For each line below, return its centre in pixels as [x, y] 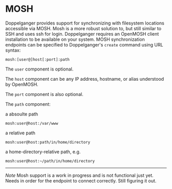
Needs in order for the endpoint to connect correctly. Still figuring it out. [81, 181]
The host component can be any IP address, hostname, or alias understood [85, 79]
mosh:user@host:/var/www [32, 123]
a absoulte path [22, 114]
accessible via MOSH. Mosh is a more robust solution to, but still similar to [83, 28]
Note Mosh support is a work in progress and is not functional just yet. [79, 175]
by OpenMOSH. [22, 84]
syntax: [13, 50]
